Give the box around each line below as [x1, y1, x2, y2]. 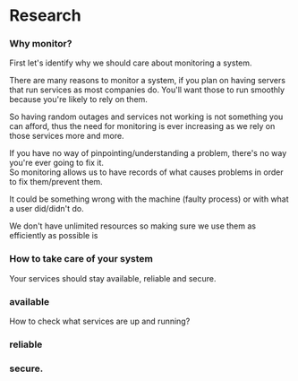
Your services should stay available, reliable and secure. [9, 273, 217, 283]
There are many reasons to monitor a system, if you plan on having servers [9, 75, 286, 86]
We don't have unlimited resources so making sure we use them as [9, 221, 257, 231]
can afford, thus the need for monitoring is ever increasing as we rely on [9, 121, 276, 132]
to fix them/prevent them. [9, 177, 103, 187]
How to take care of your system [9, 253, 154, 265]
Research [9, 5, 82, 26]
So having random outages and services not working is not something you [9, 111, 284, 122]
